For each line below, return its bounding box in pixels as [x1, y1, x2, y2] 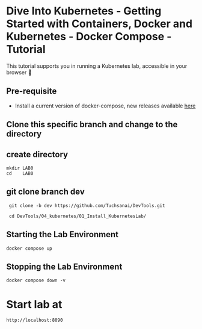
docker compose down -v [6, 277, 66, 283]
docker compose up [6, 245, 52, 252]
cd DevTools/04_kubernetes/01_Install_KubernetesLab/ [8, 213, 147, 219]
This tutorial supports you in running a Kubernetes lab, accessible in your [6, 62, 188, 70]
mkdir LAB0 [6, 165, 34, 171]
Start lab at [6, 297, 63, 311]
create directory [6, 149, 68, 160]
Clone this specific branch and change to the [6, 119, 178, 130]
